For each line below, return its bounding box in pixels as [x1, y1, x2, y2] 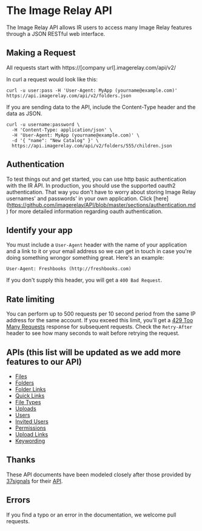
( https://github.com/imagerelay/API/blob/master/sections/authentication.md [6, 201, 196, 208]
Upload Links [15, 431, 49, 438]
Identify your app [6, 225, 73, 235]
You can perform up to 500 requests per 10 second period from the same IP [6, 310, 196, 317]
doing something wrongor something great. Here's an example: [6, 254, 165, 262]
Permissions [15, 424, 47, 431]
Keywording [15, 438, 45, 444]
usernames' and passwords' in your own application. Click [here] [6, 195, 169, 202]
